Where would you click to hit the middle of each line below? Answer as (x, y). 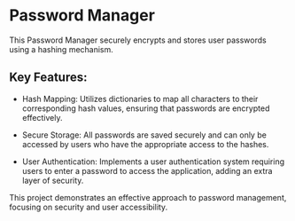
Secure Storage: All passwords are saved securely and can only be (144, 135)
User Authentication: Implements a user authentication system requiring (153, 162)
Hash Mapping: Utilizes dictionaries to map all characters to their (140, 99)
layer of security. (53, 180)
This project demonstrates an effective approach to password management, (148, 197)
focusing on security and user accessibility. (89, 207)
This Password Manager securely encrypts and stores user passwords (138, 40)
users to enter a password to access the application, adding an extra (147, 170)
